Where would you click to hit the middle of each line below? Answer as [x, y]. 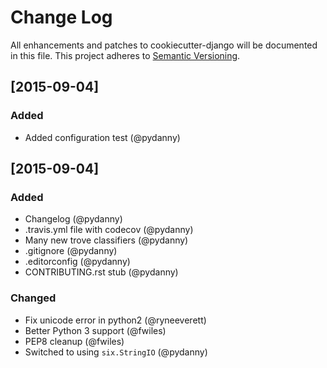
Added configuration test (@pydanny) [102, 137]
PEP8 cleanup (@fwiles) [74, 341]
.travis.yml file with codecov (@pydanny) [109, 230]
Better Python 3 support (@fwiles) [95, 330]
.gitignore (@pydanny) [71, 251]
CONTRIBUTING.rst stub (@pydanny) [101, 272]
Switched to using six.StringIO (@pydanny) [116, 352]
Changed [33, 298]
